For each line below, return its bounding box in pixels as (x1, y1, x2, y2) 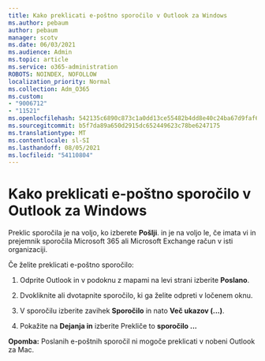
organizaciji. (8, 245, 48, 254)
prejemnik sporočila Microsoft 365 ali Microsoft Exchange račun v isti (8, 236, 233, 246)
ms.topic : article (8, 56, 69, 64)
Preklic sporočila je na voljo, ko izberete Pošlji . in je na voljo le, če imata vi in (8, 228, 256, 238)
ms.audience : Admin (8, 48, 73, 56)
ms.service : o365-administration (8, 63, 118, 71)
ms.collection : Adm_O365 (8, 85, 90, 93)
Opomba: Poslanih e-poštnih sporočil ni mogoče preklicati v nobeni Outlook (8, 337, 256, 346)
